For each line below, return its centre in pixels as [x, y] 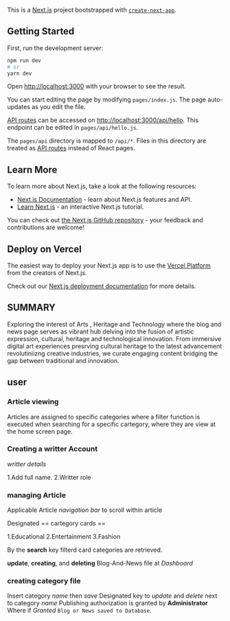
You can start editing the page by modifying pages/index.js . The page [107, 99]
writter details [27, 464]
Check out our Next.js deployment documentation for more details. [102, 286]
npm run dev [24, 60]
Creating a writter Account [53, 449]
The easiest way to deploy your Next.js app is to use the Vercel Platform [109, 266]
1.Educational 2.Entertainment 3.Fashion [64, 537]
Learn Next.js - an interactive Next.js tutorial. [80, 207]
